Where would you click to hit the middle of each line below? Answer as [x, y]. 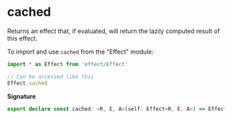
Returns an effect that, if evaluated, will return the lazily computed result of [114, 31]
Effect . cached [28, 83]
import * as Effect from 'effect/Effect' [68, 64]
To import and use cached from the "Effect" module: [80, 52]
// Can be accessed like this [51, 76]
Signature [22, 96]
